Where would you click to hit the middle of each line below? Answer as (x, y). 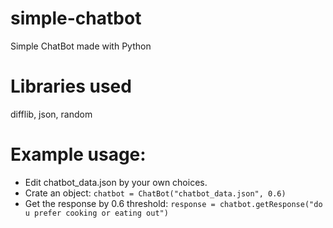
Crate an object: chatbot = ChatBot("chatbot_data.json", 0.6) (155, 193)
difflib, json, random (51, 114)
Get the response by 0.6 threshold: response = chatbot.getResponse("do (173, 203)
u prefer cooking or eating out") (96, 213)
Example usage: (78, 154)
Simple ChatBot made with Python (81, 46)
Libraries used (71, 86)
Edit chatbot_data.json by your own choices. (116, 182)
